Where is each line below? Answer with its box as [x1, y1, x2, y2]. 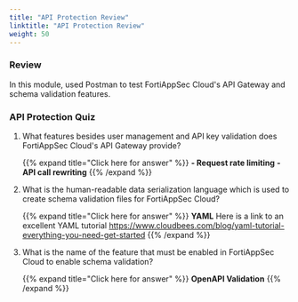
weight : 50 [9, 29, 50, 38]
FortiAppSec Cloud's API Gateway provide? [21, 139, 181, 151]
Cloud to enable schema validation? [21, 256, 154, 266]
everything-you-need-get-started [21, 229, 146, 240]
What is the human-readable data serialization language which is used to [21, 184, 290, 195]
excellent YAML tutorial [21, 219, 108, 231]
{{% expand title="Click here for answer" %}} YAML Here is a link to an [21, 211, 285, 221]
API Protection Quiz [9, 110, 96, 123]
